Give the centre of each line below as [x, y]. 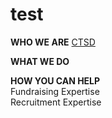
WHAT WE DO [40, 61]
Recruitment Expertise [56, 102]
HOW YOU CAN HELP [55, 80]
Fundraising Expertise [55, 91]
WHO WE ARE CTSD [53, 42]
